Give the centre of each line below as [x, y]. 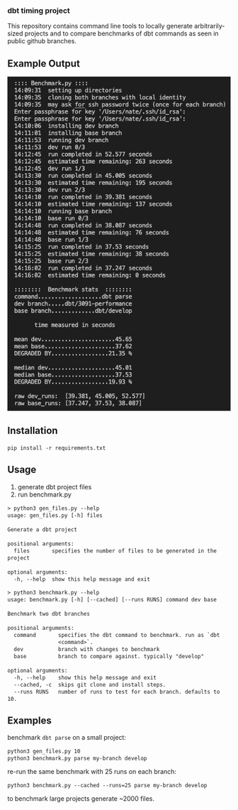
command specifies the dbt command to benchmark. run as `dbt [117, 635]
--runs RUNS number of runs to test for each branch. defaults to [117, 692]
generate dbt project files [55, 487]
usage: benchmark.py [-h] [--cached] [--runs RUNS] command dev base [112, 599]
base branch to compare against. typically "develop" [109, 656]
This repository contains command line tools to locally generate [100, 26]
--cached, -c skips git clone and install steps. [90, 684]
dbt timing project [39, 11]
